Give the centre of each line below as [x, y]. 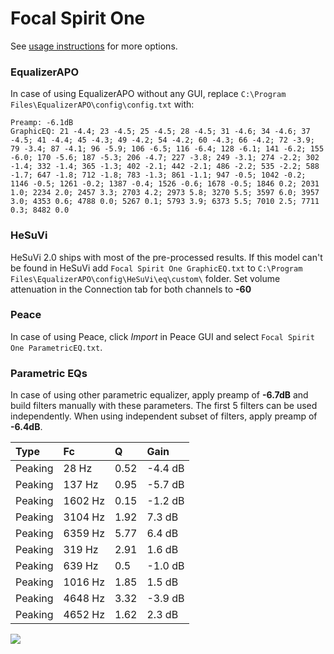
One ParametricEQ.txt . [56, 347]
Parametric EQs [49, 373]
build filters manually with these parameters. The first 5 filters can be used [164, 406]
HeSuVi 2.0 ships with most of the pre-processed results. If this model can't [166, 257]
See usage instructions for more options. [94, 46]
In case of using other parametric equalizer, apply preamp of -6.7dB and [159, 395]
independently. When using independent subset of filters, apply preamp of [164, 416]
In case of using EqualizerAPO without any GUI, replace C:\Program [148, 94]
